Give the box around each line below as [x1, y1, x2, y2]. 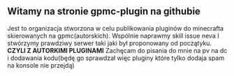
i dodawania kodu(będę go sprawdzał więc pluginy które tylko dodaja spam [7, 54, 225, 62]
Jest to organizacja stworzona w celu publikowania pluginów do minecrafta [7, 24, 224, 32]
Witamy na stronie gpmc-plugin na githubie [7, 6, 201, 17]
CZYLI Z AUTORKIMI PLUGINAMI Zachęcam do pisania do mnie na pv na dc [7, 46, 228, 54]
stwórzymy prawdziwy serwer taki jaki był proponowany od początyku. [7, 38, 212, 47]
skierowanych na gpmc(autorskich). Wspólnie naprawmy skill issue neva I [7, 31, 219, 40]
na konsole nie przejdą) [7, 61, 75, 69]
